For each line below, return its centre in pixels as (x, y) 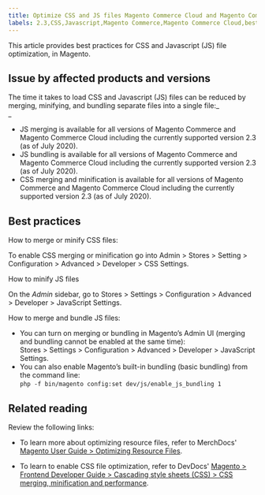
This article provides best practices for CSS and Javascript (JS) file (118, 45)
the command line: (50, 375)
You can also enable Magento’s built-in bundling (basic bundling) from (134, 367)
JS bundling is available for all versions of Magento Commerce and (129, 154)
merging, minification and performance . (84, 482)
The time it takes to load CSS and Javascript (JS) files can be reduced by (127, 97)
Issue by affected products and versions (110, 78)
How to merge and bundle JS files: (64, 318)
